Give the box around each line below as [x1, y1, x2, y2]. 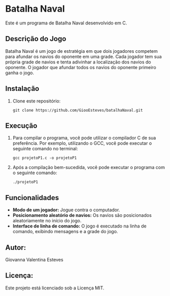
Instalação [5, 84, 40, 93]
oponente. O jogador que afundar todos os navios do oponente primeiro [5, 64, 156, 70]
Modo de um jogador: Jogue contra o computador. [12, 207, 120, 213]
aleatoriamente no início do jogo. [12, 218, 82, 224]
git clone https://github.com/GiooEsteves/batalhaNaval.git [12, 108, 143, 113]
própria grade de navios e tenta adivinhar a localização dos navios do [5, 59, 151, 65]
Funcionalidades [5, 193, 60, 202]
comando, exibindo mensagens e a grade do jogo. [12, 228, 118, 235]
